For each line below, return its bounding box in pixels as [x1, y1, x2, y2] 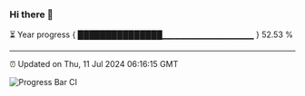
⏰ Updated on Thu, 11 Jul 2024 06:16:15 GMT [9, 59, 179, 70]
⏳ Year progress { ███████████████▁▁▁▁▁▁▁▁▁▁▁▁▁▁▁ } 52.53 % [9, 29, 293, 40]
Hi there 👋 [9, 8, 54, 21]
